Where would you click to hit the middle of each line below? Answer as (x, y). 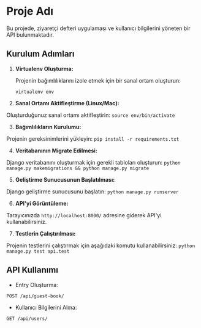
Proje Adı (30, 11)
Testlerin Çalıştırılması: (45, 233)
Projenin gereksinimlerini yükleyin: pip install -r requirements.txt (93, 138)
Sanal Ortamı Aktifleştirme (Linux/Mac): (67, 103)
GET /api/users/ (27, 319)
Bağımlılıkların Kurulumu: (48, 127)
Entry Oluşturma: (36, 285)
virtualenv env (35, 92)
